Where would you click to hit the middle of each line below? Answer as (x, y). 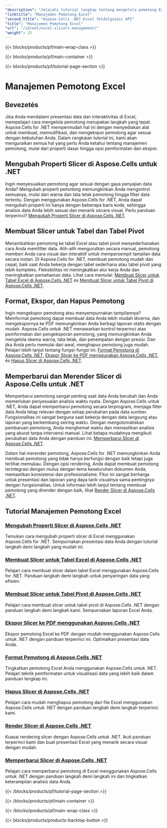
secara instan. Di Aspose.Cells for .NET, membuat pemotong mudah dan (79, 259)
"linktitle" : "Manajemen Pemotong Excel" (49, 14)
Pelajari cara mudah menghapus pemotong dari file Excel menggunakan (79, 703)
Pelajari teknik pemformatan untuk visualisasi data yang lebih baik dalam (80, 673)
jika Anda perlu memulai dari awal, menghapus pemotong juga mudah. (77, 345)
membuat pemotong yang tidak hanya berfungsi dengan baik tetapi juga (79, 459)
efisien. (13, 581)
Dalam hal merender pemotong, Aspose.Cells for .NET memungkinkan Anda (83, 453)
